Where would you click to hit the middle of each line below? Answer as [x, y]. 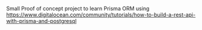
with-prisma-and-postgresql [41, 21]
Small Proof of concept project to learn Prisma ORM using [78, 9]
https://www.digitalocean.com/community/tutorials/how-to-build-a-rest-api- [101, 15]
